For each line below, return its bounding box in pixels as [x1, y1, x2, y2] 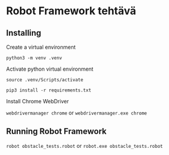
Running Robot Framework [6, 126, 107, 137]
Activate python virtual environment [6, 65, 94, 72]
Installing [6, 28, 42, 38]
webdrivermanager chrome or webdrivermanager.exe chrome [6, 109, 147, 116]
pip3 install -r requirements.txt [6, 87, 92, 93]
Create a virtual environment [6, 43, 76, 50]
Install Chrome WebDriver [6, 98, 69, 105]
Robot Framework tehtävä [6, 4, 136, 18]
